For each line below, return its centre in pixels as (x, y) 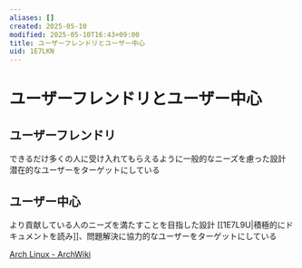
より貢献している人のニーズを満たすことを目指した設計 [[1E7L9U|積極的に (147, 225)
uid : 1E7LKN (32, 52)
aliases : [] (32, 18)
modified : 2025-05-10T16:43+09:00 (75, 34)
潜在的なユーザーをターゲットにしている (85, 170)
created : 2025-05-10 (49, 26)
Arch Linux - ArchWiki (50, 254)
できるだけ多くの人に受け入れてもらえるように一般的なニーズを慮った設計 (148, 158)
